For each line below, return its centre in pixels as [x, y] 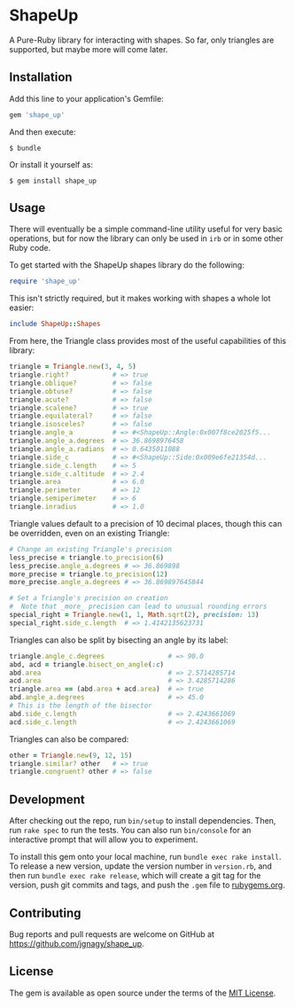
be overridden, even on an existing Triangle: [89, 533]
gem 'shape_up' [37, 115]
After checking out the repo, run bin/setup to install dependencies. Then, [143, 821]
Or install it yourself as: [51, 164]
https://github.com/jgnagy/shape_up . [77, 943]
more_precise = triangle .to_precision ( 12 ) [89, 574]
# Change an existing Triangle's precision [91, 549]
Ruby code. [30, 248]
